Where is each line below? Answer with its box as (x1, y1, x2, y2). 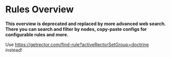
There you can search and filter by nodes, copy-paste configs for (5, 26, 147, 32)
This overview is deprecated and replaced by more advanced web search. (5, 21, 166, 27)
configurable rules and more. (5, 31, 69, 37)
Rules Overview (5, 4, 74, 15)
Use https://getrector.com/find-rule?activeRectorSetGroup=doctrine (5, 41, 149, 47)
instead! (5, 47, 23, 53)
